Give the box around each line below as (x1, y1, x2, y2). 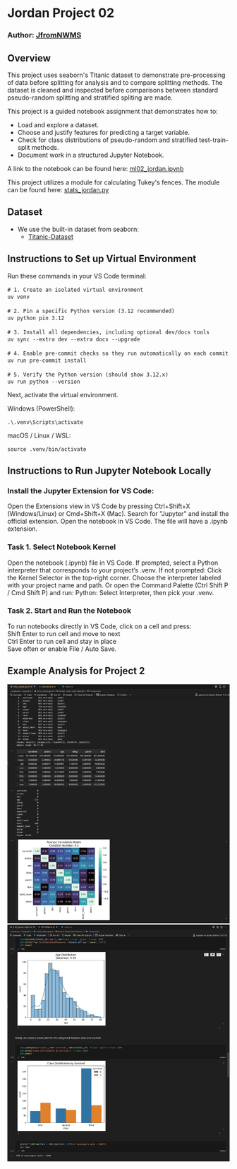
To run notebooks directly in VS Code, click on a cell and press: (7, 622, 192, 630)
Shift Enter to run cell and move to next (7, 629, 121, 638)
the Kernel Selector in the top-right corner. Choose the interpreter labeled (7, 573, 221, 582)
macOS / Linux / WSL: (7, 431, 71, 440)
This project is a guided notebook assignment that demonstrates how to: (7, 107, 219, 115)
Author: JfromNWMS (7, 30, 82, 40)
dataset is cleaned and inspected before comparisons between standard (7, 86, 219, 94)
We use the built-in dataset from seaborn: (17, 225, 140, 233)
